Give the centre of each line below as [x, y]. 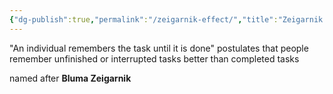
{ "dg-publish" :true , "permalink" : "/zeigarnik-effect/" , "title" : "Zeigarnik [166, 19]
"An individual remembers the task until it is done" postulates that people [159, 48]
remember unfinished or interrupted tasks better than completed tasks [154, 58]
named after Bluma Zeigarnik [70, 78]
